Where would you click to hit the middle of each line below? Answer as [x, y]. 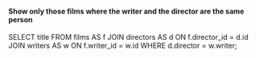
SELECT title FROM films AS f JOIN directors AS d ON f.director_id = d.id [128, 37]
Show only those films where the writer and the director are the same [126, 11]
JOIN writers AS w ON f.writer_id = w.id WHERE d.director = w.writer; [123, 46]
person [21, 19]
